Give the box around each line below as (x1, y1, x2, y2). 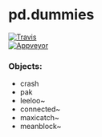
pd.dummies (8, 6, 95, 24)
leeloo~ (19, 96, 46, 106)
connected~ (19, 104, 61, 114)
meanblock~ (19, 122, 62, 131)
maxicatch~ (19, 113, 59, 123)
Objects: (8, 60, 43, 71)
